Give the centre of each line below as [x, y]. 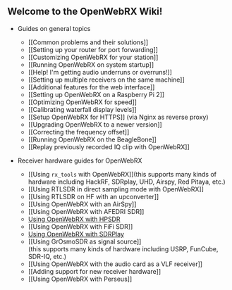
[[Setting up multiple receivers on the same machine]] [106, 80]
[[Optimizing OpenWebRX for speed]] [83, 102]
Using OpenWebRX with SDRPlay [76, 234]
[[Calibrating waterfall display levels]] [82, 109]
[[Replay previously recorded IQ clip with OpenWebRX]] [109, 146]
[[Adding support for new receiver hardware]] [94, 271]
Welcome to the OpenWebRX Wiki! [85, 12]
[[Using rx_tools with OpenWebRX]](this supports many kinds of [122, 174]
